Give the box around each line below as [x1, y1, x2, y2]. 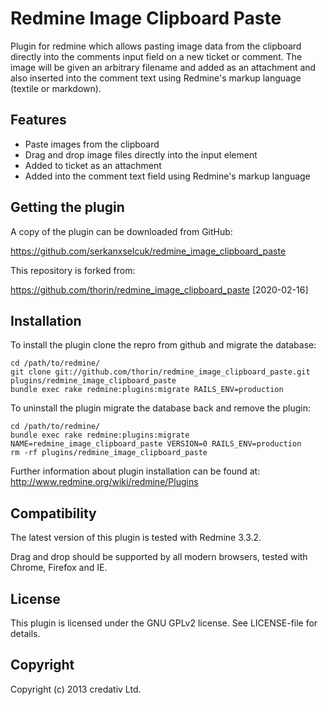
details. [10, 628, 41, 639]
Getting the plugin [10, 199, 125, 216]
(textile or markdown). [10, 82, 102, 94]
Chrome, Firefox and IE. [10, 562, 108, 574]
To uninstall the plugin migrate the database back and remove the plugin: [10, 402, 311, 414]
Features [10, 112, 67, 129]
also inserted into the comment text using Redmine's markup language [10, 72, 302, 84]
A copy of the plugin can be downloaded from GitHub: [10, 225, 233, 237]
